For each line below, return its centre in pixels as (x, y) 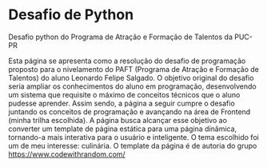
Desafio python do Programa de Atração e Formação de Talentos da (121, 37)
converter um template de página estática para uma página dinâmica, (123, 129)
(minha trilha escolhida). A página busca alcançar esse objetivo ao (118, 120)
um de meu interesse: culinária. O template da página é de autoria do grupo (133, 145)
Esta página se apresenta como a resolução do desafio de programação (127, 61)
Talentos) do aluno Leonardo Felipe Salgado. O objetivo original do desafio (131, 78)
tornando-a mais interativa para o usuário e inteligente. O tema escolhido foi (134, 137)
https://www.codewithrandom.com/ (67, 154)
